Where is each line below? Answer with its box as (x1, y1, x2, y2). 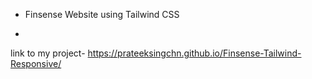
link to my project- (10, 47, 86, 59)
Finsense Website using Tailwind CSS (24, 9, 180, 20)
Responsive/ (10, 58, 62, 69)
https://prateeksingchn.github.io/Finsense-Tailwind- (87, 47, 302, 59)
